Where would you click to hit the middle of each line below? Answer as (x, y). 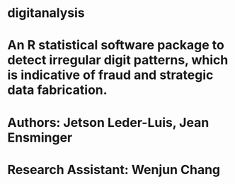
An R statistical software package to (116, 45)
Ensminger (40, 137)
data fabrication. (57, 90)
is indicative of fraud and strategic (110, 75)
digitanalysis (46, 13)
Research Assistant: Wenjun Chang (114, 170)
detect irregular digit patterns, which (118, 60)
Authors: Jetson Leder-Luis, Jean (108, 122)
